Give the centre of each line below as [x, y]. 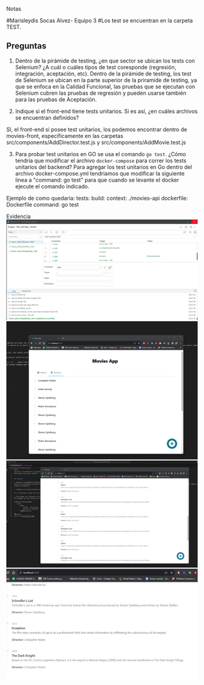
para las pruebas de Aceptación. [56, 99]
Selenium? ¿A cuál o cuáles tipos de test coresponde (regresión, [96, 67]
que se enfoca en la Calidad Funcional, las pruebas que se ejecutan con [105, 86]
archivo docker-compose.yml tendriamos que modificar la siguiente [100, 173]
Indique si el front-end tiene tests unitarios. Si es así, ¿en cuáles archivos [106, 111]
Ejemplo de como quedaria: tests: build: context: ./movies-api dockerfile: [97, 198]
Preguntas [26, 46]
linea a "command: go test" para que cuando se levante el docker [97, 180]
